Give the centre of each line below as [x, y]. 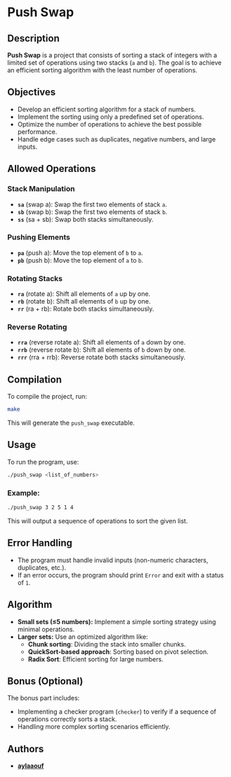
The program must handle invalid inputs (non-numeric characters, [113, 560]
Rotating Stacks [35, 278]
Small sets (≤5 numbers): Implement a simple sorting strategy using [117, 621]
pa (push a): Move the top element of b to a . [80, 253]
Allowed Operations [52, 169]
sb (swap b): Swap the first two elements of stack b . [92, 211]
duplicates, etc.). [42, 567]
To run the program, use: [43, 461]
